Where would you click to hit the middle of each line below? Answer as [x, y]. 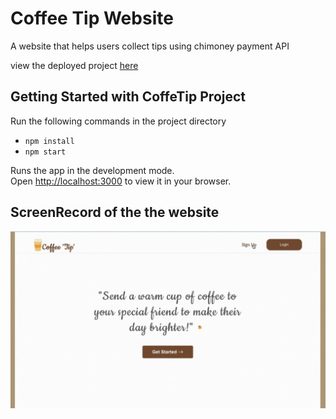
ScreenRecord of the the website [115, 212]
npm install [49, 141]
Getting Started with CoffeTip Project [128, 97]
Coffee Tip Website [92, 18]
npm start [45, 152]
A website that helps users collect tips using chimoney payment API [150, 46]
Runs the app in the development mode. [92, 170]
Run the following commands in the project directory [118, 121]
